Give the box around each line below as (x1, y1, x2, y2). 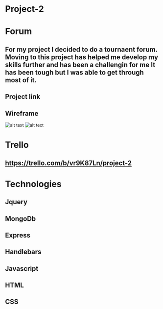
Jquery (5, 198, 28, 206)
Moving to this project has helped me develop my (5, 53, 158, 61)
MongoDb (5, 214, 36, 223)
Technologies (5, 178, 62, 190)
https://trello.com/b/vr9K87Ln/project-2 (5, 159, 132, 167)
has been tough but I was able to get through (5, 68, 144, 76)
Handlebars (5, 248, 42, 256)
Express (5, 231, 31, 239)
